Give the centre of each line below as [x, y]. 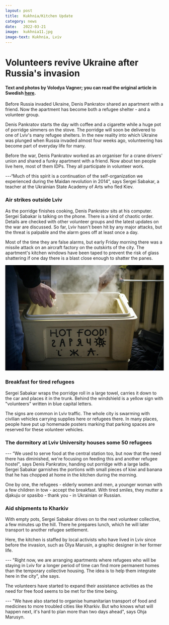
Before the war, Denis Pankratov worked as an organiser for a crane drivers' [84, 155]
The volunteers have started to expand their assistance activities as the [79, 586]
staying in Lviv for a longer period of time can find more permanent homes [82, 566]
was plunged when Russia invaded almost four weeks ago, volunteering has [84, 140]
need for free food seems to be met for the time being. [62, 591]
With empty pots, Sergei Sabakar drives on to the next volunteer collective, [83, 519]
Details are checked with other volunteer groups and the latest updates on [82, 221]
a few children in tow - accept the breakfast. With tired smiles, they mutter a [84, 490]
